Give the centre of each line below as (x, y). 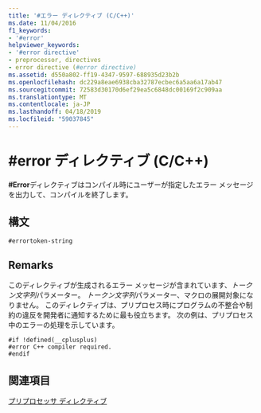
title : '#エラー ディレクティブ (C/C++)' (72, 16)
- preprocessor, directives (55, 60)
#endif (19, 354)
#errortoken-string (41, 241)
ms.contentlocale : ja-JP (49, 104)
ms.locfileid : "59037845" (51, 119)
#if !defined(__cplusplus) (53, 340)
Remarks (31, 265)
